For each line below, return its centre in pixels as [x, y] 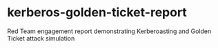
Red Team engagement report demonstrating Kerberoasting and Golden [109, 31]
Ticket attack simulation [41, 38]
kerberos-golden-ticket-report [97, 13]
